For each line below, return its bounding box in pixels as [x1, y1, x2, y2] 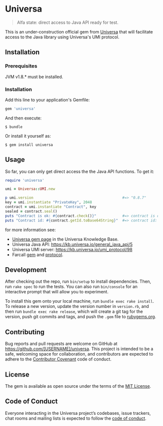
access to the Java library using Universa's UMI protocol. [5, 34, 120, 40]
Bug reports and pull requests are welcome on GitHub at [5, 341, 118, 347]
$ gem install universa [5, 142, 53, 147]
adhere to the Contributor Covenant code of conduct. [5, 356, 112, 362]
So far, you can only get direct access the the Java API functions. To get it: [5, 169, 154, 174]
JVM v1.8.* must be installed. [5, 74, 64, 80]
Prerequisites [5, 63, 37, 69]
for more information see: [5, 227, 56, 233]
